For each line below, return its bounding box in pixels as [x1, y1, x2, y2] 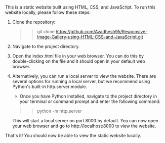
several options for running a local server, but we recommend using [12, 79, 150, 84]
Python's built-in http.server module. [12, 84, 87, 90]
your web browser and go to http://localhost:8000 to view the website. [12, 123, 157, 129]
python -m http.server [37, 108, 82, 114]
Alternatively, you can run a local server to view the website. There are [12, 73, 157, 79]
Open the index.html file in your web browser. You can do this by [12, 53, 144, 59]
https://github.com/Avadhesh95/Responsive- [56, 29, 148, 34]
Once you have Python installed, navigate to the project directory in [19, 94, 157, 99]
